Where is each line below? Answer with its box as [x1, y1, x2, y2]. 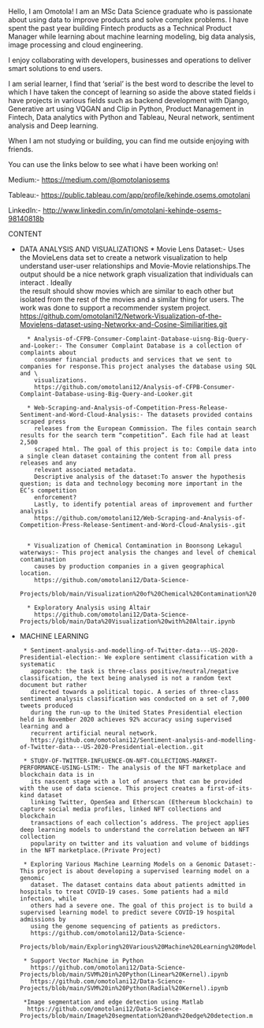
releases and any [19, 459, 77, 467]
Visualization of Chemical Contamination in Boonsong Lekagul [34, 542, 243, 550]
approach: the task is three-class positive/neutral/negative [30, 667, 239, 675]
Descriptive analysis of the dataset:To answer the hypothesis [34, 473, 246, 481]
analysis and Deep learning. [8, 121, 99, 130]
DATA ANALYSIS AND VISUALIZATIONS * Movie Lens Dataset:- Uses [19, 244, 245, 254]
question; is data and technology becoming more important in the [19, 480, 243, 488]
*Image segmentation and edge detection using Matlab [23, 998, 204, 1006]
